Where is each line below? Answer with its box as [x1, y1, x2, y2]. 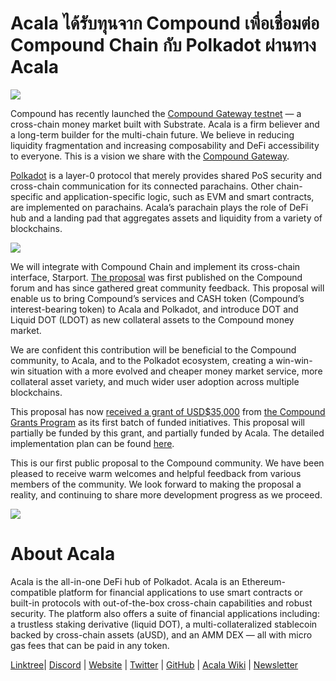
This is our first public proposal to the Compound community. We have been [10, 457, 325, 469]
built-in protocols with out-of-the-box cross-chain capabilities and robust [10, 597, 313, 609]
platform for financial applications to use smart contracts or [58, 586, 303, 598]
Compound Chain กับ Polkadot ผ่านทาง [10, 34, 317, 57]
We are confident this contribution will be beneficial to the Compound [10, 343, 297, 356]
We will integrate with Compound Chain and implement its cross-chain [10, 260, 301, 272]
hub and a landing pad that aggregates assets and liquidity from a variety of [10, 212, 323, 224]
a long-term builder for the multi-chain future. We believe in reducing [10, 128, 295, 141]
